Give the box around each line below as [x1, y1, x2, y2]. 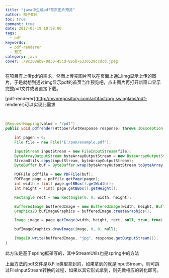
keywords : [5, 40, 26, 45]
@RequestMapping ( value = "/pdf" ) [5, 121, 75, 126]
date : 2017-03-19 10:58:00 [5, 26, 62, 31]
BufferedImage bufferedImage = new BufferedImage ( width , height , [14, 204, 154, 209]
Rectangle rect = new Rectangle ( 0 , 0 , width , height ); [14, 195, 132, 200]
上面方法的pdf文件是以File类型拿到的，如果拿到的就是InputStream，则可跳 [5, 260, 160, 266]
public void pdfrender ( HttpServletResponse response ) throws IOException [5, 126, 163, 131]
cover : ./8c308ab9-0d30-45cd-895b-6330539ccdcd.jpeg [5, 59, 118, 64]
